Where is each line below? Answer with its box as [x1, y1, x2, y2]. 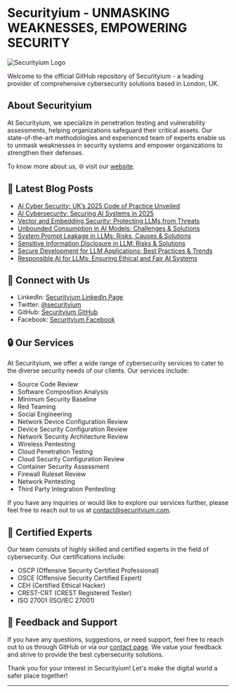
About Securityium [7, 100, 93, 112]
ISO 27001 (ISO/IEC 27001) [17, 597, 95, 604]
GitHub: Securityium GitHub [17, 308, 98, 316]
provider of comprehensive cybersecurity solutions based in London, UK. [7, 79, 220, 87]
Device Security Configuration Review [17, 425, 128, 434]
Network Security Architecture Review [17, 432, 129, 441]
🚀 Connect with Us [7, 274, 90, 286]
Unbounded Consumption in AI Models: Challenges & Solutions [17, 224, 200, 232]
